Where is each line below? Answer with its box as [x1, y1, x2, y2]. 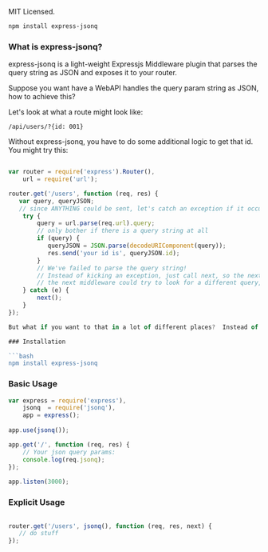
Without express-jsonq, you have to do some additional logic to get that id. [8, 137, 254, 146]
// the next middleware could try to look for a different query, [37, 279, 262, 287]
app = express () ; [22, 411, 81, 419]
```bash [8, 352, 34, 360]
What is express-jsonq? [8, 41, 103, 52]
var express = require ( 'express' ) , [8, 396, 127, 405]
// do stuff [18, 530, 59, 538]
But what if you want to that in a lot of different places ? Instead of [8, 323, 259, 331]
